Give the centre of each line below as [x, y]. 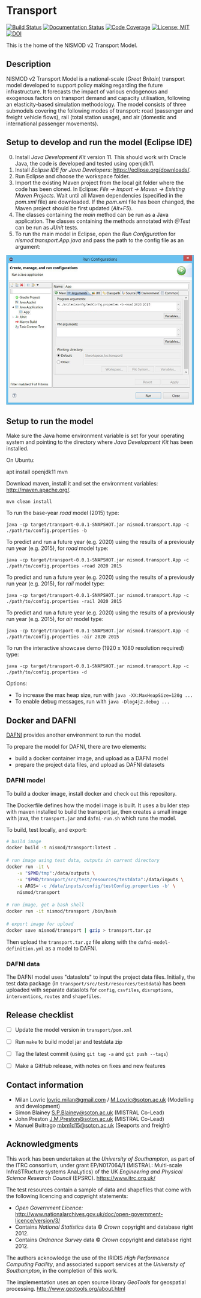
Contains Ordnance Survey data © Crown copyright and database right [103, 1240]
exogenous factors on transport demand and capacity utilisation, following [98, 98]
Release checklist [40, 1015]
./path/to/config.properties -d [46, 672]
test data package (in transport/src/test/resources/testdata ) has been [96, 983]
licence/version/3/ [37, 1220]
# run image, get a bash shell [45, 905]
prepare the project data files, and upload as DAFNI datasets [90, 765]
